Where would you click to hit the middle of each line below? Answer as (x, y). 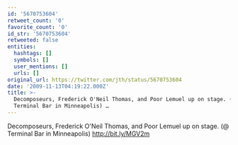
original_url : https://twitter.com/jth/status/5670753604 (95, 80)
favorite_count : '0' (38, 27)
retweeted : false (33, 40)
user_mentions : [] (41, 66)
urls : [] (27, 73)
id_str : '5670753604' (39, 34)
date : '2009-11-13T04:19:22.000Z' (58, 86)
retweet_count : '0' (36, 21)
